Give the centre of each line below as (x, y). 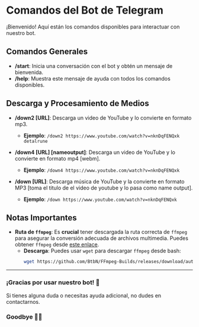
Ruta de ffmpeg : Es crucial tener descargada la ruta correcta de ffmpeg (101, 232)
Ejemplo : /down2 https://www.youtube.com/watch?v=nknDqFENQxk (102, 135)
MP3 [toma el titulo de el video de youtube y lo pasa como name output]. (104, 188)
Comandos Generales (47, 52)
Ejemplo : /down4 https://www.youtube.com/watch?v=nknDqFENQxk (102, 170)
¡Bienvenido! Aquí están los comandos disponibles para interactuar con (93, 27)
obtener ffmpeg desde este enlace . (57, 245)
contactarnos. (23, 302)
